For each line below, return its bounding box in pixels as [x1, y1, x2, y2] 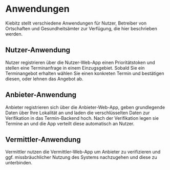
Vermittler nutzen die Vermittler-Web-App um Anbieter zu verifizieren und [5, 149, 161, 155]
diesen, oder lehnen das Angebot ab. [5, 75, 83, 82]
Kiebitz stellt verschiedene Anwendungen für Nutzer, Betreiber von [5, 20, 147, 26]
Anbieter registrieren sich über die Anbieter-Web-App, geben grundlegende [5, 104, 165, 110]
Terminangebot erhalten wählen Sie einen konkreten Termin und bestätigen [5, 70, 164, 76]
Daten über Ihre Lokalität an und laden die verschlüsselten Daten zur [5, 110, 150, 116]
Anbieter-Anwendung [5, 91, 77, 99]
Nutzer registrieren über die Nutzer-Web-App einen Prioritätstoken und [5, 59, 155, 66]
